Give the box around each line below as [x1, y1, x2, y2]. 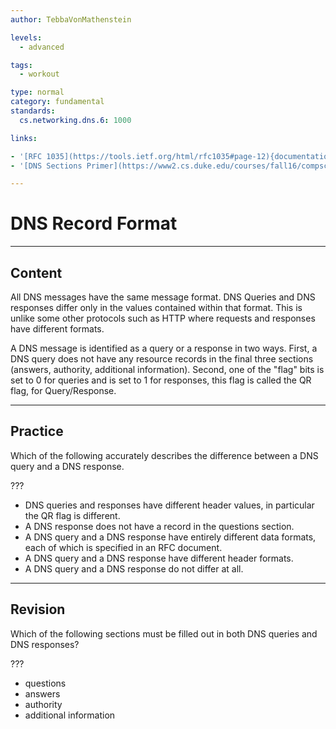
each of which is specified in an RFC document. [24, 541, 223, 553]
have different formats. [10, 323, 105, 335]
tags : [10, 60, 33, 70]
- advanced [19, 42, 65, 52]
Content [10, 264, 63, 281]
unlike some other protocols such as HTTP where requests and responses [10, 312, 316, 324]
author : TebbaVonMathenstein [10, 14, 132, 25]
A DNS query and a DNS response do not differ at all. [24, 562, 244, 575]
